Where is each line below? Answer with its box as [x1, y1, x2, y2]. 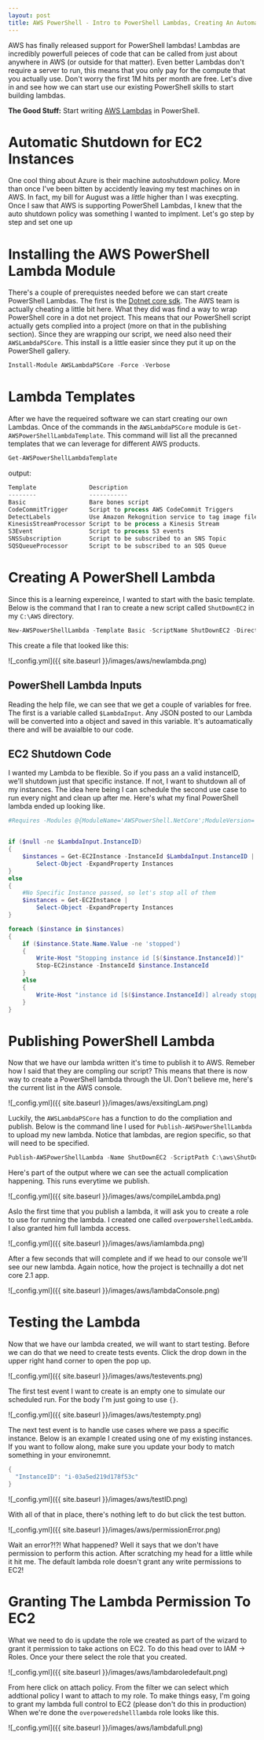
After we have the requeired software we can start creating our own [8, 414, 228, 424]
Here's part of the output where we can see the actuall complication [8, 1168, 229, 1177]
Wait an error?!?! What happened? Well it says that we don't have [8, 1540, 218, 1549]
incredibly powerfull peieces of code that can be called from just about [8, 49, 238, 58]
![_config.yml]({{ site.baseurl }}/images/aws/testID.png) [8, 1494, 189, 1503]
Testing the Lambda [8, 1313, 141, 1331]
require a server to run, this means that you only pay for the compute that [8, 65, 246, 75]
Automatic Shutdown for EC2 [8, 133, 203, 151]
